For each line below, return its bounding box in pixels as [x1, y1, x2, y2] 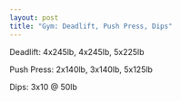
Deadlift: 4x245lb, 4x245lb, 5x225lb [9, 46, 145, 57]
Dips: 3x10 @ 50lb [9, 81, 77, 92]
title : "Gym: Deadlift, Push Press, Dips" [9, 22, 173, 31]
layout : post [9, 13, 59, 23]
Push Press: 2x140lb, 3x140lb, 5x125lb [9, 64, 153, 75]
